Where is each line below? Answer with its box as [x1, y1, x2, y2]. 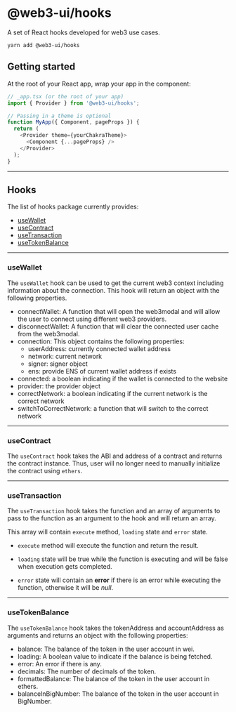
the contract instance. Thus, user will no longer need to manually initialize [7, 459, 221, 468]
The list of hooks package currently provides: [7, 202, 139, 211]
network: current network [27, 352, 103, 360]
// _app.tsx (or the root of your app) [7, 93, 124, 100]
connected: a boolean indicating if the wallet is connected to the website [17, 374, 228, 383]
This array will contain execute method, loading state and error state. [7, 528, 209, 536]
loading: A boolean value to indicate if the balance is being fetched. [17, 652, 213, 661]
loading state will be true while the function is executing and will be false [17, 555, 228, 563]
